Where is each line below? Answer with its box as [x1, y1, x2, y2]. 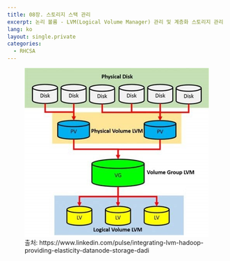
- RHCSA [13, 48, 36, 55]
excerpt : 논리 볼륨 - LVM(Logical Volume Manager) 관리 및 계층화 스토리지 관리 [7, 18, 224, 26]
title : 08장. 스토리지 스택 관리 [7, 11, 91, 18]
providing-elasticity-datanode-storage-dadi [24, 246, 149, 254]
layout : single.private [7, 33, 76, 40]
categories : [7, 40, 42, 48]
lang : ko [7, 26, 33, 33]
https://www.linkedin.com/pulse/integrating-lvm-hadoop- [39, 239, 204, 246]
